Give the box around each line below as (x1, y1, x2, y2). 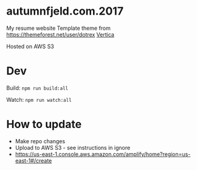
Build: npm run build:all (6, 84, 69, 91)
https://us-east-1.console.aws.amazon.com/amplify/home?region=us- (15, 151, 191, 158)
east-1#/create (15, 157, 52, 164)
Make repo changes (15, 137, 66, 144)
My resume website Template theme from (6, 24, 111, 32)
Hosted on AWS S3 (6, 43, 55, 50)
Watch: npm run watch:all (6, 96, 72, 103)
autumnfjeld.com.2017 (6, 4, 123, 18)
